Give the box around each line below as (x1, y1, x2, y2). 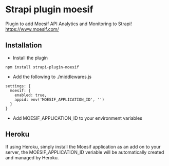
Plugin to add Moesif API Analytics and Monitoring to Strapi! (5, 21, 132, 27)
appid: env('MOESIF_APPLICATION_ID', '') (14, 97, 104, 102)
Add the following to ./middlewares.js (12, 73, 91, 80)
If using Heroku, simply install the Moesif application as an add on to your (5, 143, 161, 150)
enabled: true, (14, 93, 47, 98)
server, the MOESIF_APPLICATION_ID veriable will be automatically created (5, 149, 164, 155)
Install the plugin (12, 54, 48, 61)
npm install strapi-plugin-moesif (5, 64, 80, 70)
